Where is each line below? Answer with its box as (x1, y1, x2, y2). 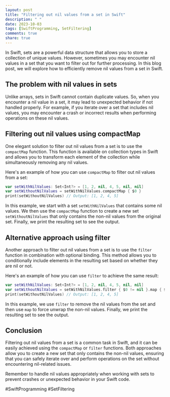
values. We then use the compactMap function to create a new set (5, 208, 139, 214)
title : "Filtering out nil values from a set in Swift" (5, 12, 125, 17)
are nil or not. (5, 263, 33, 269)
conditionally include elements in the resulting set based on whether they (5, 257, 158, 263)
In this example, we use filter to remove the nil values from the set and (5, 301, 156, 307)
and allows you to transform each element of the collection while (5, 154, 140, 160)
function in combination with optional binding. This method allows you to (5, 252, 157, 258)
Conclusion (5, 326, 42, 335)
